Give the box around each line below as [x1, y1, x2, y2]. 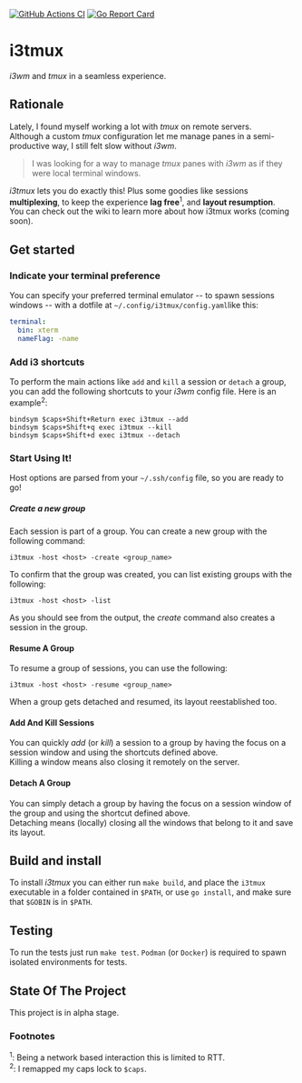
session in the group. [9, 621, 88, 632]
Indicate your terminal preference [9, 269, 161, 282]
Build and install [9, 853, 102, 868]
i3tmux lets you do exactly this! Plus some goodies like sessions [9, 185, 248, 196]
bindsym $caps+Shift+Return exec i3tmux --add [9, 415, 189, 424]
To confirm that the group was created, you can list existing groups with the [9, 568, 293, 579]
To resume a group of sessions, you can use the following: [9, 663, 229, 674]
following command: [9, 535, 86, 546]
